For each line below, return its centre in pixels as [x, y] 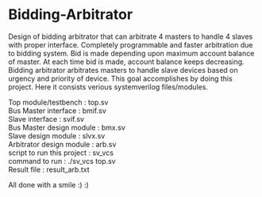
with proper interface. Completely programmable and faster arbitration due [131, 44]
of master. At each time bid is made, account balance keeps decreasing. [126, 62]
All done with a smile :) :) [48, 184]
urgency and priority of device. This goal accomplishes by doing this [120, 78]
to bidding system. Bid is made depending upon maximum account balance [131, 53]
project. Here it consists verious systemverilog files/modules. [108, 87]
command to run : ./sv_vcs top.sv [62, 161]
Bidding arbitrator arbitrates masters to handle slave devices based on [123, 70]
